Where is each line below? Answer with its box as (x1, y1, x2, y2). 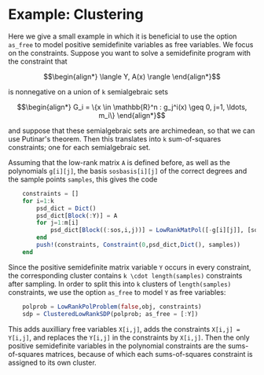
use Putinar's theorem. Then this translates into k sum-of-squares (8, 134, 222, 143)
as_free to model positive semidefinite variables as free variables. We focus (8, 39, 254, 49)
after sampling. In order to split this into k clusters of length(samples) (8, 279, 232, 289)
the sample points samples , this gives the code (8, 175, 158, 184)
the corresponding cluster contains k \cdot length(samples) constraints (8, 270, 243, 280)
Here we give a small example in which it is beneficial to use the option (8, 31, 237, 41)
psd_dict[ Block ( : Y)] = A (36, 211, 118, 219)
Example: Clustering (8, 6, 144, 24)
